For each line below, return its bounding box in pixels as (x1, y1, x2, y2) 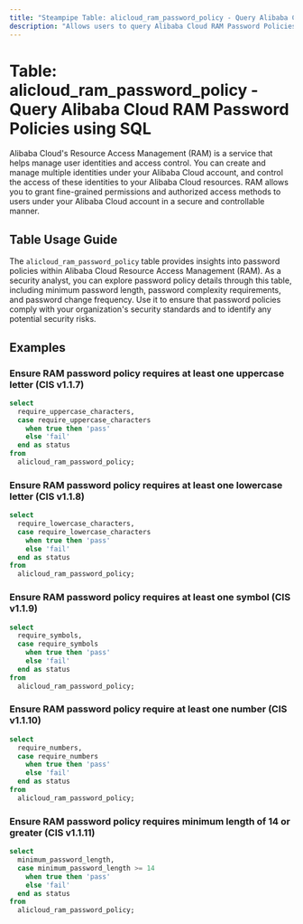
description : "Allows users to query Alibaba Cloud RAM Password (9, 22, 260, 31)
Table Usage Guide (9, 231, 118, 247)
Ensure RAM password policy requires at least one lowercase (9, 478, 283, 491)
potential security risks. (9, 314, 96, 325)
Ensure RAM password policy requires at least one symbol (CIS (9, 591, 291, 604)
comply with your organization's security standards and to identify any (9, 304, 272, 315)
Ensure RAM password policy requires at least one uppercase (9, 367, 285, 380)
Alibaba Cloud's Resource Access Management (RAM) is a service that (9, 148, 273, 159)
